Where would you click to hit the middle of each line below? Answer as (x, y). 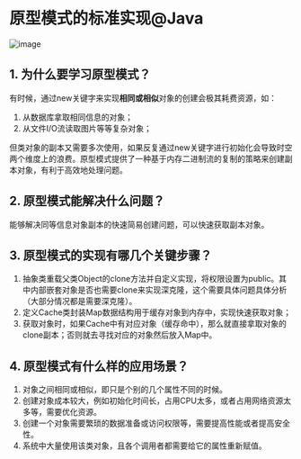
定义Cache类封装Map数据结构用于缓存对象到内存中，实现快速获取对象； (157, 312)
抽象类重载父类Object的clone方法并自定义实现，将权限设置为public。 (150, 279)
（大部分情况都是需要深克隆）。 (80, 301)
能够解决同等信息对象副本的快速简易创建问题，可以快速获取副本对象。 (139, 224)
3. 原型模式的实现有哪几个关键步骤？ (111, 255)
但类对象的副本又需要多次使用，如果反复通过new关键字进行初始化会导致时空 (151, 147)
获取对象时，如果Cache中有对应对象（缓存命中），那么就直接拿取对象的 (155, 324)
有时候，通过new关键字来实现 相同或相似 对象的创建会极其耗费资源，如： (143, 98)
